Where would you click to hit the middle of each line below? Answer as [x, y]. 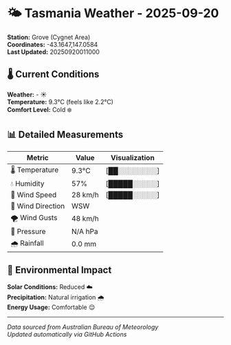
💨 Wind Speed [34, 195]
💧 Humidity [27, 184]
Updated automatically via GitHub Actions [67, 335]
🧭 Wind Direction [38, 206]
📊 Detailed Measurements [65, 135]
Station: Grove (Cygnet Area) [49, 37]
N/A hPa [85, 231]
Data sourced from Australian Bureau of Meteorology [83, 327]
